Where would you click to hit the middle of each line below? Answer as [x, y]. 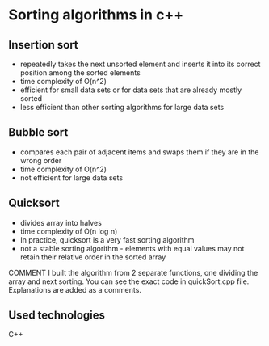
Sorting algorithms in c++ [96, 15]
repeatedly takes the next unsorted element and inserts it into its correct [140, 64]
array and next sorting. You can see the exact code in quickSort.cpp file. [129, 281]
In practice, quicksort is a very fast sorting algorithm [107, 239]
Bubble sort [38, 132]
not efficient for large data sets [71, 177]
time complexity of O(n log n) [69, 231]
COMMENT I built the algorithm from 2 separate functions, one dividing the [133, 272]
